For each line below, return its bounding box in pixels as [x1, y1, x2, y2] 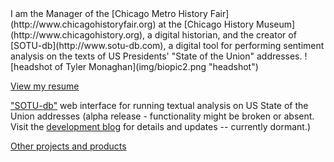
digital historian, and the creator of [154, 29, 297, 41]
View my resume [10, 80, 80, 92]
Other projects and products [10, 140, 127, 152]
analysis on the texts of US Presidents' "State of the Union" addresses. [10, 50, 303, 62]
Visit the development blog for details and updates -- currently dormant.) [10, 121, 312, 132]
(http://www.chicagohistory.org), [10, 29, 146, 41]
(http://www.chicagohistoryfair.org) [10, 18, 157, 30]
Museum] [255, 18, 296, 30]
